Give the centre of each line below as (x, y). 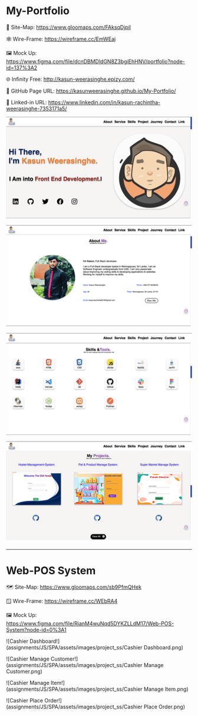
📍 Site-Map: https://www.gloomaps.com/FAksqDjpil (69, 27)
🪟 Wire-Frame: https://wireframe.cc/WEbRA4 (62, 601)
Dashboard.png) (164, 648)
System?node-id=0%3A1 (36, 630)
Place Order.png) (164, 707)
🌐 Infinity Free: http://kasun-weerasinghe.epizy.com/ (70, 79)
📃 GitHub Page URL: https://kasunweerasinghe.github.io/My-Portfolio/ (91, 91)
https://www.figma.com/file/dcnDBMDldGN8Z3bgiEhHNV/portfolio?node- (96, 61)
